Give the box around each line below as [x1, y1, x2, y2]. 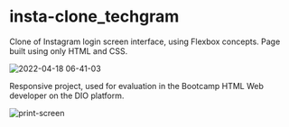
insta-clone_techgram [9, 6, 180, 27]
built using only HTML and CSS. [9, 45, 128, 56]
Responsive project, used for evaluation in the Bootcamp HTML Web [9, 80, 265, 91]
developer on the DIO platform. [9, 90, 125, 101]
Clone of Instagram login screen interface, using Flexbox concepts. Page [9, 36, 281, 47]
